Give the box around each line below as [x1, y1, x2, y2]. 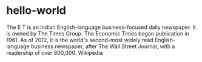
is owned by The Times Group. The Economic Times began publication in [6, 29, 190, 37]
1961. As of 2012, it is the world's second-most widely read [6, 36, 153, 43]
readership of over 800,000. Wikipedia [6, 49, 103, 56]
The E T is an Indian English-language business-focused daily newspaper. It [6, 23, 196, 31]
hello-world [6, 4, 67, 17]
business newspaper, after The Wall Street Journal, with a [30, 43, 175, 50]
